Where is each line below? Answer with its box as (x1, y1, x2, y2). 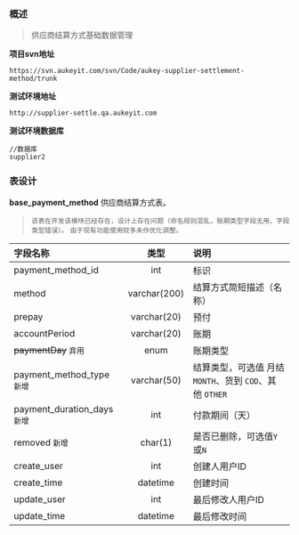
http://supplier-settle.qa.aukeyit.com (9, 109, 158, 118)
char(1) (140, 436, 173, 449)
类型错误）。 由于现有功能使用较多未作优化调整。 (30, 225, 183, 235)
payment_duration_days (13, 402, 114, 415)
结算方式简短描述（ (192, 280, 274, 293)
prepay (13, 310, 44, 322)
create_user (13, 459, 64, 472)
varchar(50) (130, 374, 182, 386)
